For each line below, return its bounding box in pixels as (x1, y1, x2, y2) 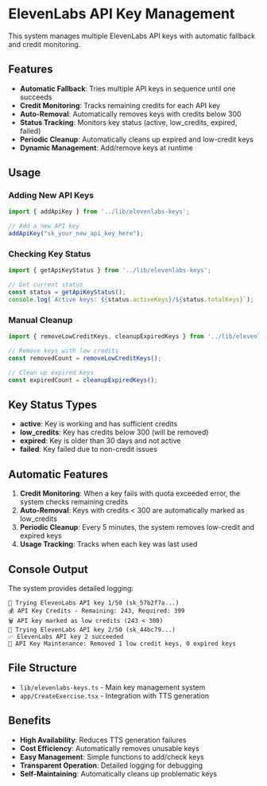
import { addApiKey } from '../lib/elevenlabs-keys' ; (8, 208, 191, 216)
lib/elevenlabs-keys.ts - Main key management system (19, 682, 206, 692)
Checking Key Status (8, 248, 91, 259)
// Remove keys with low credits (8, 347, 119, 355)
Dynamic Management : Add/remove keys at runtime (19, 142, 193, 152)
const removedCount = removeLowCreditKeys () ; (8, 354, 161, 362)
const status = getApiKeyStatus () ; (8, 288, 126, 297)
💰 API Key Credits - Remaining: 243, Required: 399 (8, 606, 185, 615)
